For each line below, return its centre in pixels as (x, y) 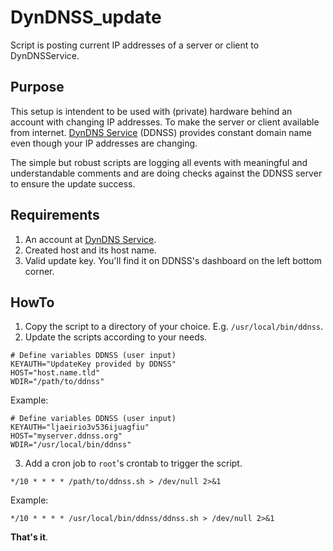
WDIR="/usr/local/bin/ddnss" (71, 445)
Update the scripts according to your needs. (116, 337)
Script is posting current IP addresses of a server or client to (135, 45)
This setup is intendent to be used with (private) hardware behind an (151, 111)
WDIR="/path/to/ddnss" (57, 382)
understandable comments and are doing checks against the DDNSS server (166, 173)
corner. (39, 271)
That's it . (29, 537)
